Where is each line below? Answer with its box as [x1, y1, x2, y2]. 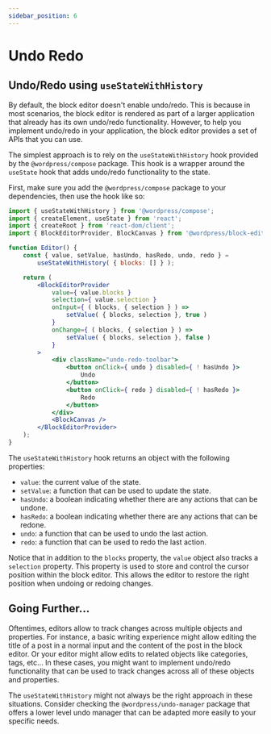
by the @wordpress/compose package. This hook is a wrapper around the [8, 158, 245, 168]
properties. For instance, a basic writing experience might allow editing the [8, 632, 256, 641]
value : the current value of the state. [19, 477, 141, 486]
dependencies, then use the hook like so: [8, 191, 145, 201]
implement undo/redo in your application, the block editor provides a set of [8, 126, 257, 136]
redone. [19, 519, 47, 529]
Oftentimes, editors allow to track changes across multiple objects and [8, 623, 243, 633]
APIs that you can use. [8, 134, 83, 144]
